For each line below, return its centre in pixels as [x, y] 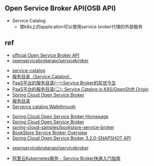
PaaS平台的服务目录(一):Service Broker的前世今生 [64, 83]
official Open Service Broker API [46, 55]
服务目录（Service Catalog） [42, 76]
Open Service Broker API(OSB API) [60, 8]
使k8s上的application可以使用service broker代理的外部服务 [81, 26]
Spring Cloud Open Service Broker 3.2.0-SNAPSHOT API [71, 138]
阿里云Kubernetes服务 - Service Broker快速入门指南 [66, 158]
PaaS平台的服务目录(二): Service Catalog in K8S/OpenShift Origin [80, 89]
